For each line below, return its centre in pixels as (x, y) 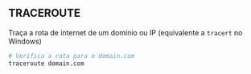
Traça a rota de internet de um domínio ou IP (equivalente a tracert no (125, 32)
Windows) (25, 41)
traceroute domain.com (46, 64)
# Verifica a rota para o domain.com (72, 55)
